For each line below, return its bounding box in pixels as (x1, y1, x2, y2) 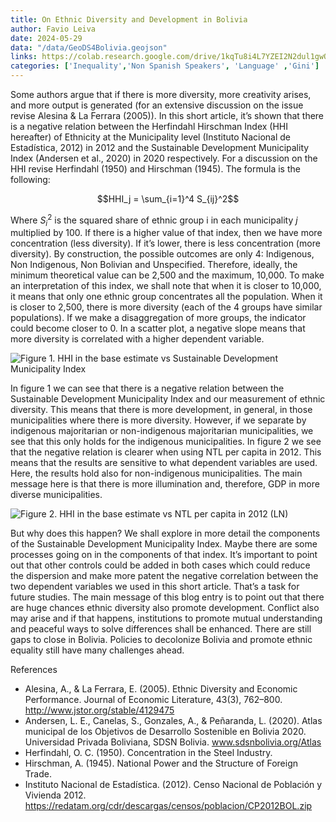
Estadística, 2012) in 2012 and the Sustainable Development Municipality (10, 142, 310, 153)
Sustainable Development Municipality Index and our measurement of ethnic (10, 393, 326, 405)
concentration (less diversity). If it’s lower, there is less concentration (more (10, 237, 321, 250)
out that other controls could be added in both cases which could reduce (10, 559, 311, 571)
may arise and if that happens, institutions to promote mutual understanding (10, 612, 323, 625)
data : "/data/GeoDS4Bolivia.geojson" (10, 42, 168, 53)
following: (10, 174, 51, 185)
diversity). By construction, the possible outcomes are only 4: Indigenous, (10, 248, 315, 260)
